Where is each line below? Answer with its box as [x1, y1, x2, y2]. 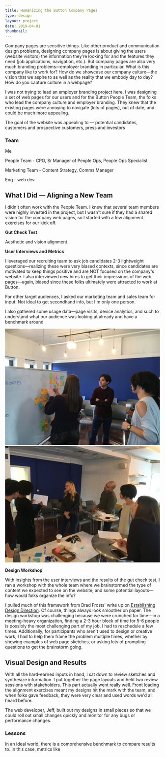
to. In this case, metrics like [5, 746, 60, 752]
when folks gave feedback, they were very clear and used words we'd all [5, 692, 153, 698]
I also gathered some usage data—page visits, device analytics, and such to [5, 308, 159, 315]
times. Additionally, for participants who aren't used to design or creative [5, 628, 152, 634]
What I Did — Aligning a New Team [5, 191, 113, 199]
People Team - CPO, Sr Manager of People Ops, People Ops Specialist [5, 158, 148, 164]
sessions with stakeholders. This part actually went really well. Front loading [5, 682, 159, 688]
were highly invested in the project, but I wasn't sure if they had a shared [5, 209, 153, 215]
